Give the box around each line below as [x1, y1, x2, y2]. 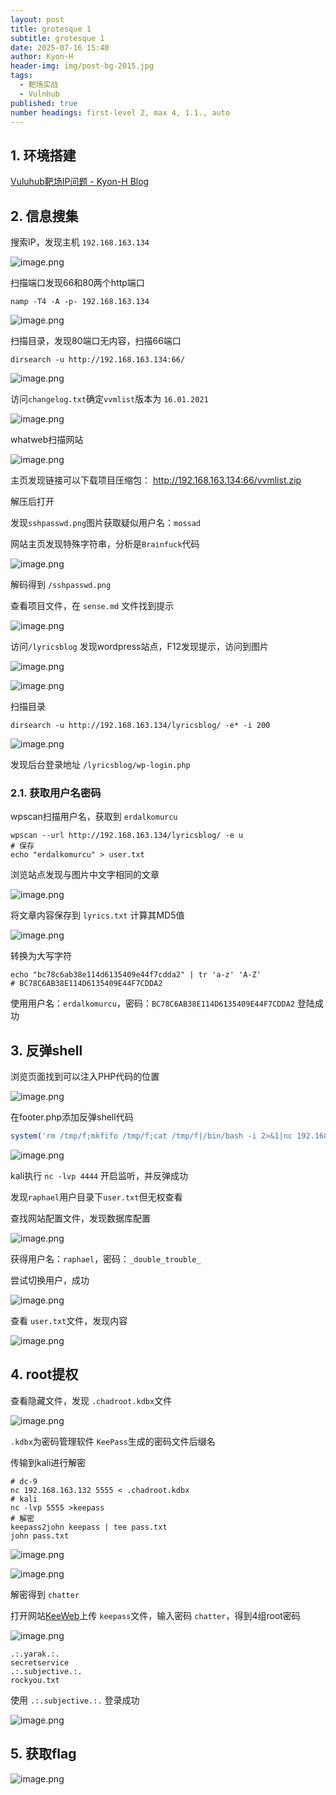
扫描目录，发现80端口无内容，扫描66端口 [10, 335, 182, 346]
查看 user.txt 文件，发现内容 [10, 1314, 128, 1326]
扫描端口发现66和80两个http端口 [10, 277, 145, 288]
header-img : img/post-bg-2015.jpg [10, 61, 155, 71]
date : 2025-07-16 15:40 [10, 42, 110, 53]
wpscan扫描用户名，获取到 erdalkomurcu [10, 811, 178, 823]
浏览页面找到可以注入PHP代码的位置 [10, 1071, 160, 1083]
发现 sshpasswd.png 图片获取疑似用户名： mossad [10, 517, 202, 528]
